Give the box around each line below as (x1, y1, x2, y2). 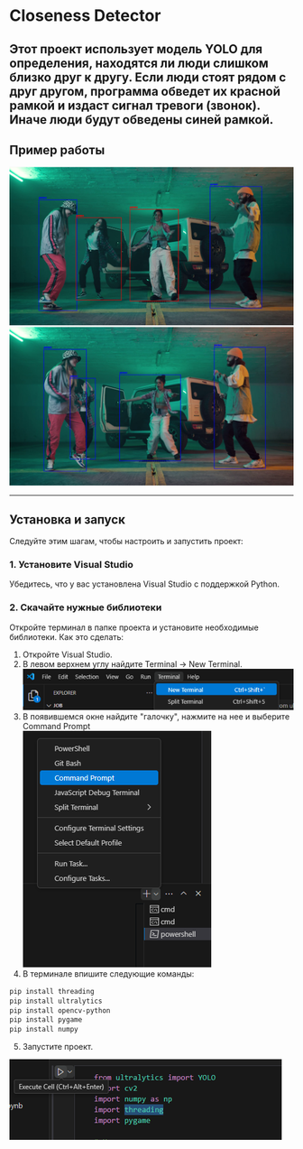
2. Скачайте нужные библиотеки (9, 601, 162, 614)
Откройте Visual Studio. (22, 649, 113, 660)
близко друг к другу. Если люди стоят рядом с (9, 69, 287, 85)
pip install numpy (9, 1025, 78, 1034)
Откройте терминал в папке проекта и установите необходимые (9, 622, 259, 633)
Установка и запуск (9, 512, 126, 527)
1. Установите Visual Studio (9, 558, 133, 570)
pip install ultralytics (9, 996, 103, 1005)
